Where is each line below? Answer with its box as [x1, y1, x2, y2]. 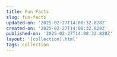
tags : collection [6, 42, 49, 48]
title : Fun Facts [6, 8, 49, 15]
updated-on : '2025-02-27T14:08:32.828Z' [6, 20, 108, 26]
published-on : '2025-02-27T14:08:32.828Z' [6, 31, 113, 37]
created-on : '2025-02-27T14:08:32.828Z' [6, 25, 108, 31]
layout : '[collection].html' [6, 36, 78, 42]
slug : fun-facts [6, 14, 46, 20]
